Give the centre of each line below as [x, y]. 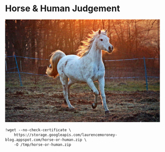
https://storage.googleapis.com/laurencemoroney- [66, 135]
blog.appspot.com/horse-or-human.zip [44, 140]
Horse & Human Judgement [63, 9]
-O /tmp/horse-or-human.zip [42, 145]
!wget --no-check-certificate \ [38, 130]
